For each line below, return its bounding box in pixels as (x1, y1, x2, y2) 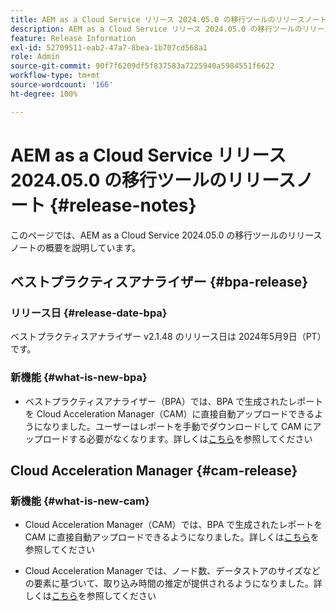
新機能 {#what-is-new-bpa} (10, 371, 148, 385)
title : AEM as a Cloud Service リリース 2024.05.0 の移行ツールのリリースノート (10, 14, 328, 25)
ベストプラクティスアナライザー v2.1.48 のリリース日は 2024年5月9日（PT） (10, 331, 322, 343)
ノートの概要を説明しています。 (10, 241, 142, 253)
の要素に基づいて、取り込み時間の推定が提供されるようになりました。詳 (24, 577, 323, 590)
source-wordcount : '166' (10, 80, 114, 90)
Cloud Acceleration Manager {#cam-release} (10, 462, 298, 479)
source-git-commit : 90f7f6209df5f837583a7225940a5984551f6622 (10, 61, 275, 71)
